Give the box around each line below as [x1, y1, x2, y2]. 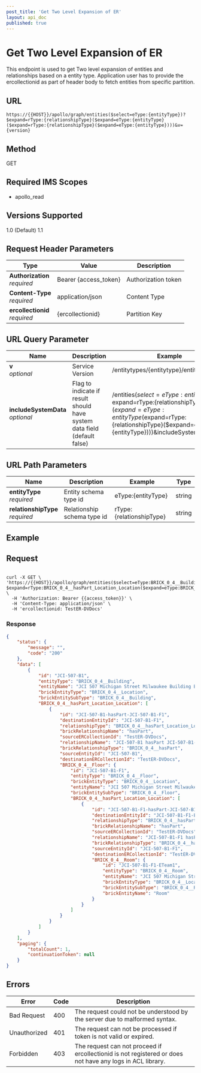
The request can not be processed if [74, 1024, 177, 1033]
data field [72, 425, 99, 433]
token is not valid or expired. [74, 1032, 154, 1041]
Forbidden [9, 1049, 38, 1057]
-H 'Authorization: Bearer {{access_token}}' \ [11, 596, 133, 602]
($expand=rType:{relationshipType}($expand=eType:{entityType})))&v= [6, 122, 184, 128]
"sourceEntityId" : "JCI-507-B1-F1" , [92, 845, 184, 851]
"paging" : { [17, 940, 47, 946]
